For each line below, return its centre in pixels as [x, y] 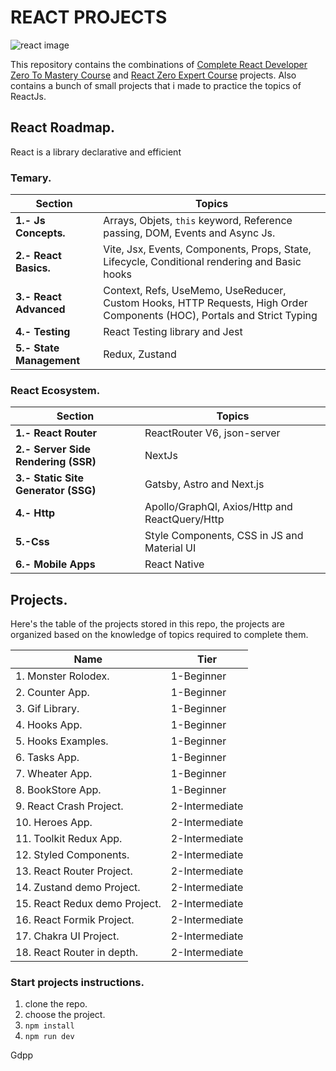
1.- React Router [56, 433]
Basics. [33, 268]
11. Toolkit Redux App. [69, 839]
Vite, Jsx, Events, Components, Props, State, [207, 249]
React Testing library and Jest [173, 332]
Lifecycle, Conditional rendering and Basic [202, 262]
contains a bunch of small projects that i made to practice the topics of [156, 85]
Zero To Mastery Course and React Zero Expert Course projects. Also [153, 75]
